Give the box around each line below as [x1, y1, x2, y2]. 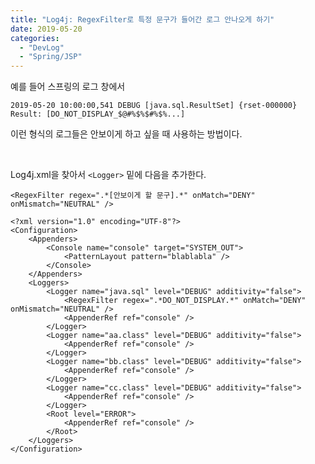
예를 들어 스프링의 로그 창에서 [10, 81, 126, 93]
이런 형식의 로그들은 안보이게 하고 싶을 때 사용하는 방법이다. [10, 128, 243, 140]
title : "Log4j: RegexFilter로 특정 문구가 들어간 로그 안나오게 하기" [10, 14, 275, 25]
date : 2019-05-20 [10, 24, 83, 34]
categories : [10, 33, 60, 43]
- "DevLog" [19, 42, 65, 53]
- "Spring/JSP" [19, 52, 83, 62]
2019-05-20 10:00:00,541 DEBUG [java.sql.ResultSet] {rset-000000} [10, 101, 298, 111]
